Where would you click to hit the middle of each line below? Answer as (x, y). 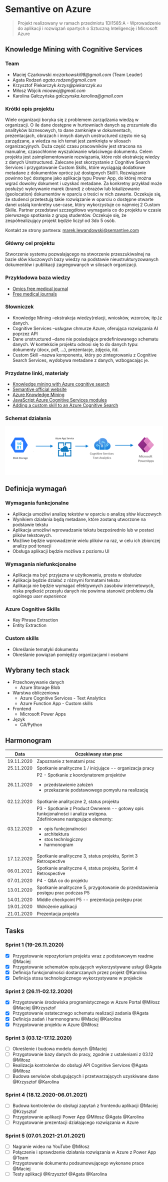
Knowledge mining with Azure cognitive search (61, 384)
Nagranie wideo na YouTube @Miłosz (51, 1146)
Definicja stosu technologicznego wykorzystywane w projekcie (77, 978)
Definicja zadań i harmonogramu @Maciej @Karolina (67, 1019)
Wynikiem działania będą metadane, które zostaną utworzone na (79, 519)
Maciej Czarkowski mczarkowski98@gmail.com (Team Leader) (77, 74)
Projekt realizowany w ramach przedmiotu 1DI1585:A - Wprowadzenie (89, 23)
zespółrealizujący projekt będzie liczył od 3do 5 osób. (60, 220)
